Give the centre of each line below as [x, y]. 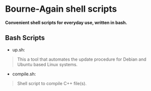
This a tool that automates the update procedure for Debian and [82, 59]
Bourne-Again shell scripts [61, 9]
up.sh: [19, 49]
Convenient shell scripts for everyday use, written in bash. [66, 23]
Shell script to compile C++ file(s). [52, 83]
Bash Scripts [25, 38]
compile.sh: [24, 74]
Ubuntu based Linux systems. [47, 64]
